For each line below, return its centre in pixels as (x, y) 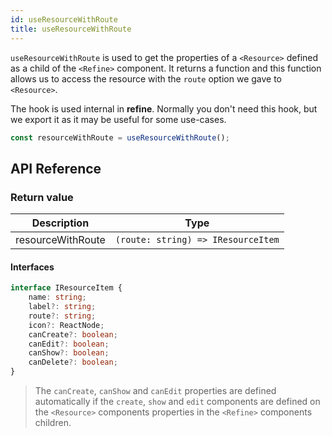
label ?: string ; (62, 307)
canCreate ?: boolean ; (73, 334)
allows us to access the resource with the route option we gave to (146, 78)
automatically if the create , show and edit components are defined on (177, 402)
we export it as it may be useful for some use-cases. (118, 119)
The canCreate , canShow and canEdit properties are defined (155, 391)
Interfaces (32, 267)
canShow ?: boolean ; (69, 353)
